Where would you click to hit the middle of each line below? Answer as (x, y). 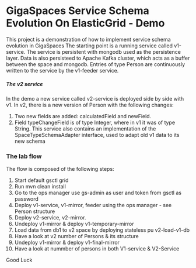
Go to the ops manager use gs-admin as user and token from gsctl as (98, 193)
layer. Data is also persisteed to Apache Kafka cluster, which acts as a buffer (98, 58)
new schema (30, 141)
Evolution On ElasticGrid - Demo (85, 23)
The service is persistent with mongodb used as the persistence (104, 51)
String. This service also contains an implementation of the (85, 128)
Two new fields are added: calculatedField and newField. (83, 116)
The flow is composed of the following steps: (60, 169)
